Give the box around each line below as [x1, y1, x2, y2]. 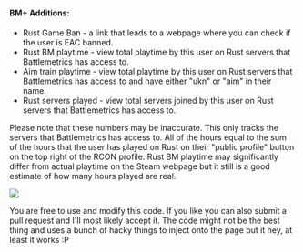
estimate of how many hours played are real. [9, 171, 177, 182]
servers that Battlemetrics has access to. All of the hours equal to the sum [9, 132, 287, 143]
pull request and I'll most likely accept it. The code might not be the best [9, 215, 280, 227]
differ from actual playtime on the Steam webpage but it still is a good [9, 161, 270, 172]
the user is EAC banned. [22, 37, 114, 48]
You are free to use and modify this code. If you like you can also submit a [9, 206, 287, 217]
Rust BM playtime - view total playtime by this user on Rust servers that [22, 46, 291, 58]
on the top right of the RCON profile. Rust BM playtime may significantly [9, 151, 279, 163]
